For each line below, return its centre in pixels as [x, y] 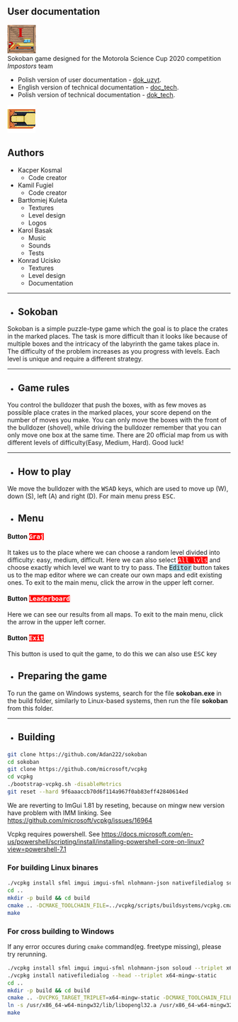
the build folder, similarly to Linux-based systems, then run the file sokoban [118, 700]
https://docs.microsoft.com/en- [147, 834]
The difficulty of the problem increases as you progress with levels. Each [114, 352]
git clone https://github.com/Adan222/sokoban [77, 754]
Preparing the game [62, 676]
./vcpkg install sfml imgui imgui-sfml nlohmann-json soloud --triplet [115, 968]
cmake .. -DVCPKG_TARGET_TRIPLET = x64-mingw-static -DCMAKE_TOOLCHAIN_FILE [120, 998]
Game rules [43, 388]
